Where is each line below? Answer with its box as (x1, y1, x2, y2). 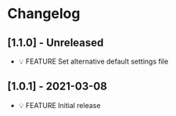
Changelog (7, 5, 81, 23)
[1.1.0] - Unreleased (7, 36, 104, 49)
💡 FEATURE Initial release (18, 100, 101, 110)
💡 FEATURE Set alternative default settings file (18, 56, 169, 66)
